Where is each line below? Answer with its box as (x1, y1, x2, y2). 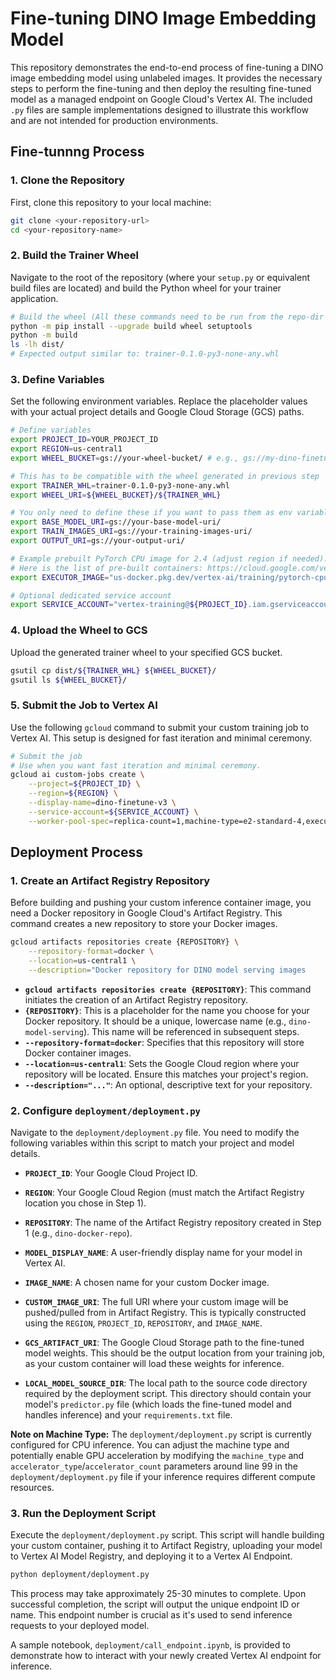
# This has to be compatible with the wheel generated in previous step (10, 471, 320, 481)
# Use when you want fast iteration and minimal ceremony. (10, 760, 262, 771)
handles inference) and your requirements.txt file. (24, 1409, 233, 1421)
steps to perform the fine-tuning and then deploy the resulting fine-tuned (10, 82, 312, 94)
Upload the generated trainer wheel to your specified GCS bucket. (10, 646, 283, 658)
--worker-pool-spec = (28, 816, 114, 826)
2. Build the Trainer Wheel (10, 248, 139, 262)
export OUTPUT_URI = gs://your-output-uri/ (10, 536, 186, 546)
